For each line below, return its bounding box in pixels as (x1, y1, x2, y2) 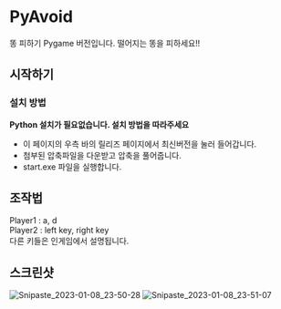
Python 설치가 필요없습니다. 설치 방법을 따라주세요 (9, 118, 190, 129)
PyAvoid (9, 6, 73, 27)
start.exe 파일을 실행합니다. (22, 161, 122, 172)
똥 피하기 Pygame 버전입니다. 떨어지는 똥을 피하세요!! (9, 37, 201, 48)
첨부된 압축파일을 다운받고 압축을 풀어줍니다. (22, 149, 182, 160)
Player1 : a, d (9, 215, 57, 226)
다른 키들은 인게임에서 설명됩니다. (9, 235, 130, 247)
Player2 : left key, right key (9, 225, 109, 236)
